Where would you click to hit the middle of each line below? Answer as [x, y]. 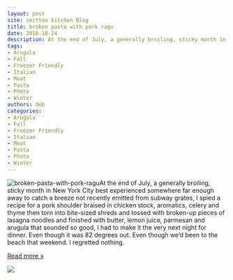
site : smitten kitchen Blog [48, 20]
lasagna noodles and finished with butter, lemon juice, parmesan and [106, 220]
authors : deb [26, 105]
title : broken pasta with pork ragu [60, 27]
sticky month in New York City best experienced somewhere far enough [111, 190]
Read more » [25, 256]
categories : [24, 111]
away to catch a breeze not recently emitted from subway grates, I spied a [114, 198]
